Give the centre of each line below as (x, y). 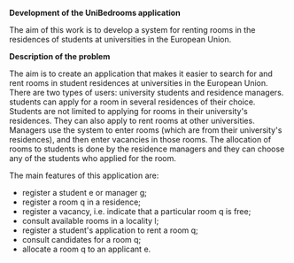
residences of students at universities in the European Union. (120, 39)
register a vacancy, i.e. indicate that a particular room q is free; (136, 211)
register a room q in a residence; (81, 202)
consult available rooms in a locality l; (90, 221)
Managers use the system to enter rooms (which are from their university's (146, 130)
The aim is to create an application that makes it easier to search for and (141, 73)
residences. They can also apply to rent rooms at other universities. (132, 120)
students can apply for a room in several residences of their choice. (132, 102)
